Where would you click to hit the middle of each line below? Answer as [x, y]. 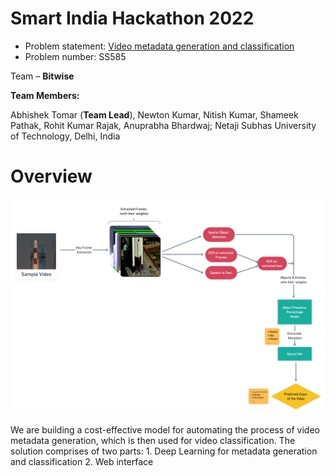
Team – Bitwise [42, 76]
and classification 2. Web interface [82, 462]
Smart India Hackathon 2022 [132, 18]
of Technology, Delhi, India [65, 136]
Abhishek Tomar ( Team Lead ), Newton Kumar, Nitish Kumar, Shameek [154, 114]
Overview [51, 176]
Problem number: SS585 [75, 56]
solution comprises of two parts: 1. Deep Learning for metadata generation [164, 451]
